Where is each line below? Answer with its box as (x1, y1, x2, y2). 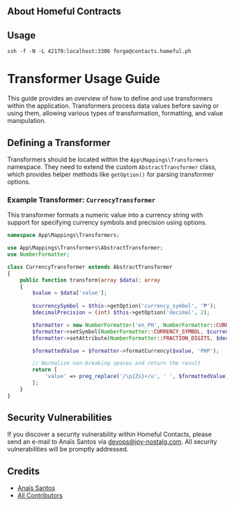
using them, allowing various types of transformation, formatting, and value (7, 109, 224, 117)
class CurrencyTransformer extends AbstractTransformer (7, 263, 173, 270)
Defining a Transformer (7, 136, 111, 149)
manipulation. (7, 117, 47, 125)
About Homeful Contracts (7, 6, 122, 17)
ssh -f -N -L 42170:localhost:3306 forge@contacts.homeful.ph (7, 48, 192, 55)
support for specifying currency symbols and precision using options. (7, 218, 208, 226)
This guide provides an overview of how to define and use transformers (7, 94, 213, 103)
